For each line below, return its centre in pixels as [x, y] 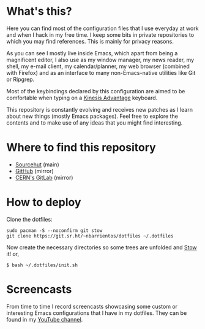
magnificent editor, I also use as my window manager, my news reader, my [100, 60]
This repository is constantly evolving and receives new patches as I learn [99, 109]
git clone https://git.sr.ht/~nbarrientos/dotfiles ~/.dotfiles [90, 236]
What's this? [39, 11]
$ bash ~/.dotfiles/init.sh [42, 265]
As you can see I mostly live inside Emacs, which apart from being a [92, 53]
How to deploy [44, 202]
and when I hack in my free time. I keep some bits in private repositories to [100, 34]
